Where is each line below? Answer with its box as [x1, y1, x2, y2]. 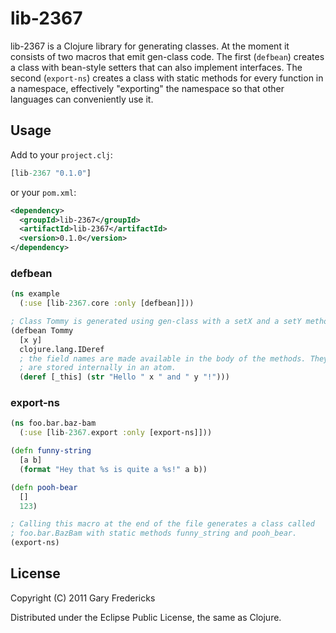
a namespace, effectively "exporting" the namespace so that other [10, 82, 285, 94]
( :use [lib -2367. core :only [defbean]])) [19, 298, 195, 309]
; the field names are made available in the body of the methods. [19, 353, 307, 364]
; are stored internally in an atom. [19, 363, 177, 373]
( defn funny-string [10, 446, 92, 456]
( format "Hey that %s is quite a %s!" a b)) [19, 464, 208, 474]
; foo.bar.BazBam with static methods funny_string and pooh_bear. [10, 528, 298, 539]
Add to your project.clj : [10, 148, 113, 161]
